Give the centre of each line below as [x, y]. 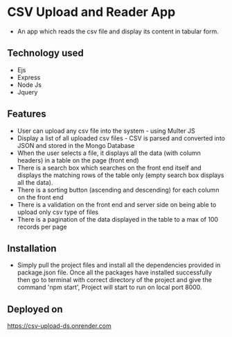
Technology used [46, 53]
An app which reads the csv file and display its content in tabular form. [118, 31]
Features [27, 114]
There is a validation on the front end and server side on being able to [117, 204]
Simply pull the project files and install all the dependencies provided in [119, 265]
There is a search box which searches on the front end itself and [109, 167]
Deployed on [35, 309]
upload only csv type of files [58, 212]
